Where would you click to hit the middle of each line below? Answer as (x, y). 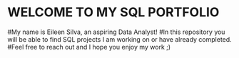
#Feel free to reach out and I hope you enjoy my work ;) (89, 47)
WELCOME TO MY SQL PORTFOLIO (113, 12)
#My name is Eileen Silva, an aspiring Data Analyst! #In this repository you (116, 32)
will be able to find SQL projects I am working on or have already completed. (119, 39)
